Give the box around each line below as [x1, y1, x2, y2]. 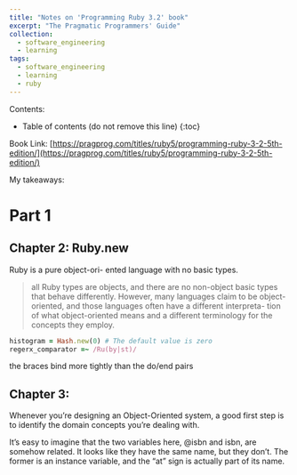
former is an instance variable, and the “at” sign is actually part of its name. [9, 455, 285, 467]
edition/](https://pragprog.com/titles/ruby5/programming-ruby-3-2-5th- [9, 148, 273, 158]
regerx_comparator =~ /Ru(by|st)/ [9, 344, 138, 354]
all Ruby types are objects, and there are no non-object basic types [30, 281, 278, 292]
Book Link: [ [9, 138, 53, 149]
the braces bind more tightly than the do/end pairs [9, 361, 194, 372]
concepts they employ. [30, 319, 116, 330]
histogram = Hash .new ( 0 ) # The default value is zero [9, 336, 213, 345]
